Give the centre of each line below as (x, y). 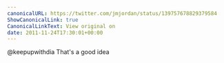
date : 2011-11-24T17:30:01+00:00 (55, 33)
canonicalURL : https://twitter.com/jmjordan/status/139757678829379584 (112, 13)
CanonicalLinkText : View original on (61, 26)
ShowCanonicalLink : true (43, 20)
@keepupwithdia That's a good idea (58, 52)
